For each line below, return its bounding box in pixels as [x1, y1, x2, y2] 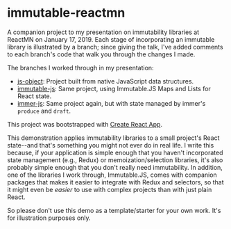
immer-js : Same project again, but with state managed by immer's [17, 99, 206, 107]
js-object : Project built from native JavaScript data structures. [17, 77, 194, 85]
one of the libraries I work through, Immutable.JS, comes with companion [7, 171, 217, 179]
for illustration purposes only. [7, 214, 92, 222]
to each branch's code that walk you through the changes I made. [7, 50, 196, 58]
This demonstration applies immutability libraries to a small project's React [7, 134, 220, 142]
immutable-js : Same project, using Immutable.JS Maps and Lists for [17, 84, 212, 93]
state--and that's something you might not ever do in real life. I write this [7, 141, 214, 149]
